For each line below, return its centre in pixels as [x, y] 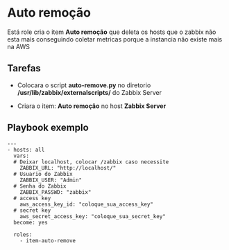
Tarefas [24, 68]
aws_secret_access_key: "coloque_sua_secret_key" [93, 216]
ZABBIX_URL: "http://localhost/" [68, 168]
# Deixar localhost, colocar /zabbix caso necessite [91, 162]
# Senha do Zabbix [40, 186]
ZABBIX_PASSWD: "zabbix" [56, 192]
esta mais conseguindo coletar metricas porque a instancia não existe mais [115, 39]
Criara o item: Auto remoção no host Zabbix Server [92, 106]
